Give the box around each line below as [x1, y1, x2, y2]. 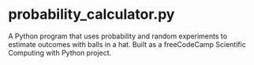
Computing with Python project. [8, 48, 112, 57]
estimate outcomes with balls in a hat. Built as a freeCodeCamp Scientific [8, 39, 246, 49]
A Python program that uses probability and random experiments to [8, 31, 227, 41]
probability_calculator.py [8, 5, 175, 23]
